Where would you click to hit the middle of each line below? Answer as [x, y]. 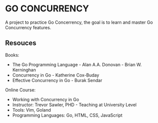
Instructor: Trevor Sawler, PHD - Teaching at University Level [75, 105]
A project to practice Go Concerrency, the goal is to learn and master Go [79, 22]
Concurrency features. [28, 27]
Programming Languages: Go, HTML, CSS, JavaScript [67, 115]
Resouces [21, 43]
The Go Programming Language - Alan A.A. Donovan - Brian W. [77, 64]
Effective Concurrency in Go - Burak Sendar [57, 80]
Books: [12, 55]
